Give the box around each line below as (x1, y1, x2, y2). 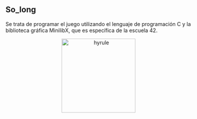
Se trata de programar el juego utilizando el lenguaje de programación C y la (5, 20, 191, 27)
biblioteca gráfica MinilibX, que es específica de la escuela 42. (5, 27, 157, 34)
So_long (5, 5, 37, 15)
